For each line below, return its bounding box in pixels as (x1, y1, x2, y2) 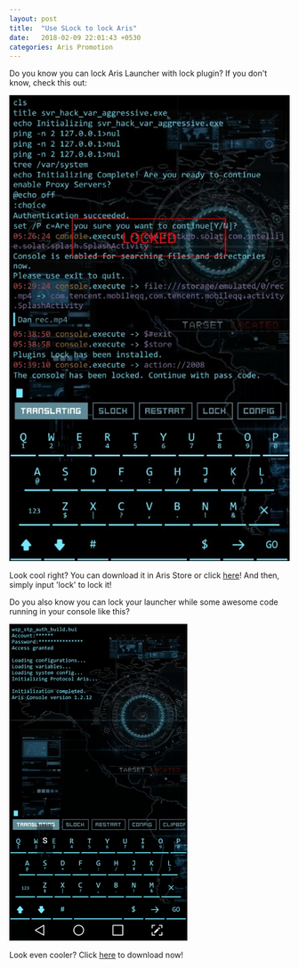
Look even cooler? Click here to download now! (9, 949, 184, 961)
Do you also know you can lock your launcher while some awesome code (9, 597, 279, 607)
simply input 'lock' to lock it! (9, 580, 112, 590)
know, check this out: (9, 77, 87, 88)
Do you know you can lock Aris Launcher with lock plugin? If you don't (9, 68, 268, 79)
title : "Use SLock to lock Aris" (9, 23, 138, 33)
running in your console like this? (9, 606, 131, 617)
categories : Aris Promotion (9, 43, 114, 52)
